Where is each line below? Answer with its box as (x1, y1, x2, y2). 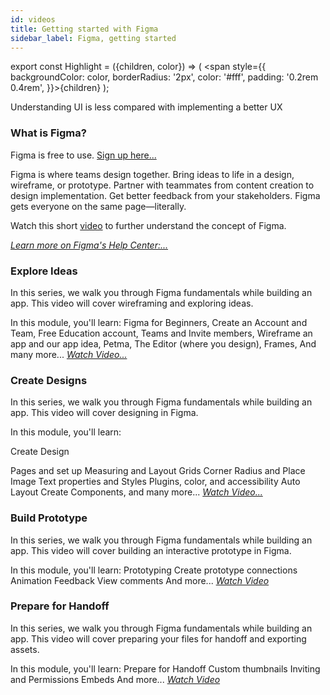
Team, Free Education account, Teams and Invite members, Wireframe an (10, 327, 313, 339)
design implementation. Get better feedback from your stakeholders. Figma (10, 189, 321, 201)
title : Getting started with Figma (10, 24, 159, 34)
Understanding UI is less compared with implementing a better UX (10, 101, 283, 113)
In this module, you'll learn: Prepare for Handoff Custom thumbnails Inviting (10, 662, 321, 675)
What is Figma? (10, 126, 87, 140)
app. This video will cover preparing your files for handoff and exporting (10, 632, 307, 645)
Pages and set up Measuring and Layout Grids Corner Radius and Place (10, 465, 306, 477)
